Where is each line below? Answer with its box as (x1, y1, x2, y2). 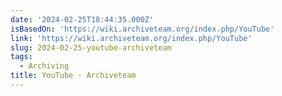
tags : (10, 52, 33, 62)
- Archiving (19, 61, 70, 71)
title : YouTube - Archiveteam (10, 71, 137, 81)
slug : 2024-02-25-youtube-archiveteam (10, 42, 172, 53)
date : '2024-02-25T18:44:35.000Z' (10, 14, 155, 25)
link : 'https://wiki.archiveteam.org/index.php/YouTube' (10, 33, 253, 43)
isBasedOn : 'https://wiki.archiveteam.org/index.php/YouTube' (10, 24, 275, 34)
